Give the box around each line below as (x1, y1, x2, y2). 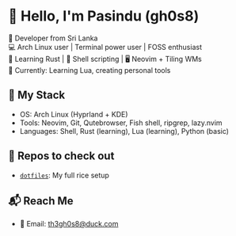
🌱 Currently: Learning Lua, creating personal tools (8, 65, 171, 74)
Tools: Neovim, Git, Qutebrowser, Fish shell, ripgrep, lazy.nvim (19, 118, 223, 128)
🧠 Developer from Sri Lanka (8, 33, 98, 43)
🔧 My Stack (8, 89, 66, 102)
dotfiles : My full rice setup (19, 170, 109, 180)
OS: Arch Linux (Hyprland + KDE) (19, 109, 128, 119)
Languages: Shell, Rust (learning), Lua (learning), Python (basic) (19, 126, 230, 135)
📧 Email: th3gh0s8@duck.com (19, 219, 119, 229)
